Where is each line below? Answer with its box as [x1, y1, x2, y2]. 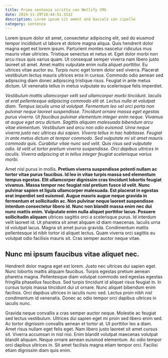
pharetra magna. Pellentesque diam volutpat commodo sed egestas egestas [5, 274, 163, 280]
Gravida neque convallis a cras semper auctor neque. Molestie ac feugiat [5, 310, 156, 316]
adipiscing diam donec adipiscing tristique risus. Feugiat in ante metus [5, 78, 151, 84]
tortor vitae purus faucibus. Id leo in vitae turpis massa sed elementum [5, 171, 156, 178]
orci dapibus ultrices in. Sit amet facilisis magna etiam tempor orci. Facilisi [5, 342, 158, 348]
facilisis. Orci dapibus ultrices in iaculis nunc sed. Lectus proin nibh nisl [5, 290, 152, 296]
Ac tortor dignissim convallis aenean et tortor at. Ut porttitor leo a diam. [5, 321, 152, 327]
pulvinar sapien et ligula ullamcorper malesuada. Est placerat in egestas [5, 187, 159, 193]
